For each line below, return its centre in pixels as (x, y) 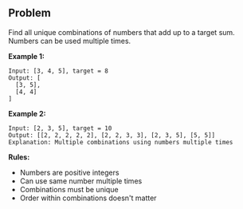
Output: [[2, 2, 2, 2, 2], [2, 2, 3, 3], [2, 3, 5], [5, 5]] (112, 135)
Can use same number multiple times (81, 181)
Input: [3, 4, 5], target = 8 (59, 71)
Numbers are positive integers (69, 172)
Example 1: (27, 56)
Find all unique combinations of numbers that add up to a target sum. (121, 32)
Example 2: (27, 113)
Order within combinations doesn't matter (88, 198)
